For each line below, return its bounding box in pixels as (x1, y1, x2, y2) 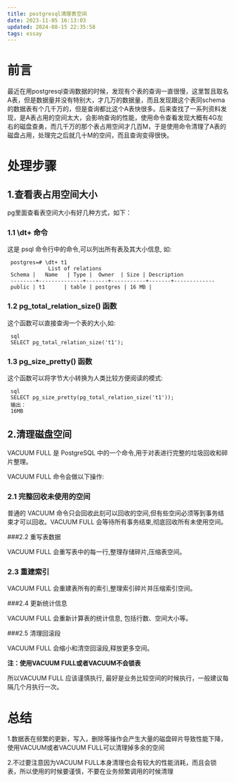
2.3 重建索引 (7, 567, 50, 577)
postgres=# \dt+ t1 (10, 259, 68, 266)
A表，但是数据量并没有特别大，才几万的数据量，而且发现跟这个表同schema (7, 96, 225, 104)
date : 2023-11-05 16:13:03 (7, 17, 86, 24)
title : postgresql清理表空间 (7, 10, 88, 18)
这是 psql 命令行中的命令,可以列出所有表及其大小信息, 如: (7, 245, 172, 253)
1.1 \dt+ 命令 (7, 228, 48, 238)
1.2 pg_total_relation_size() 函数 (7, 301, 117, 311)
